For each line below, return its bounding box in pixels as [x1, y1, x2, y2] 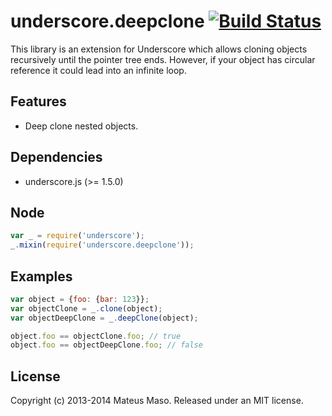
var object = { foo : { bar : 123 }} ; [10, 294, 150, 304]
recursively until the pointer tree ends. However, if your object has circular [10, 53, 316, 65]
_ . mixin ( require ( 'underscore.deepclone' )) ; [10, 240, 195, 250]
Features [10, 93, 67, 110]
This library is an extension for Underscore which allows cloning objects [10, 43, 308, 55]
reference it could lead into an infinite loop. [10, 64, 187, 76]
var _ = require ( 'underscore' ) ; [10, 231, 145, 241]
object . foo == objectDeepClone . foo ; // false [10, 340, 203, 350]
